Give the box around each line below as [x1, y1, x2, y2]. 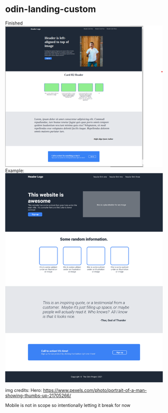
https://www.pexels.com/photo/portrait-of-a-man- [43, 387, 147, 393]
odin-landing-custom [5, 3, 96, 15]
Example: [5, 167, 24, 173]
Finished [5, 20, 23, 26]
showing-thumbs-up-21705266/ [5, 392, 71, 398]
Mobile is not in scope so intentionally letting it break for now [5, 402, 131, 408]
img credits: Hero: [5, 387, 42, 393]
